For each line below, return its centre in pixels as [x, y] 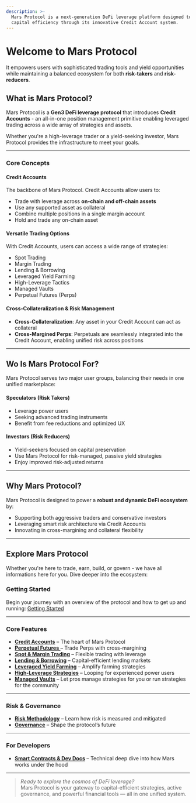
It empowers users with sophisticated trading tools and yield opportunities [95, 67]
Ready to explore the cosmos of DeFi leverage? [77, 781]
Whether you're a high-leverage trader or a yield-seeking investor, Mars [92, 136]
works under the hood [41, 764]
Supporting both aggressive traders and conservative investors [90, 517]
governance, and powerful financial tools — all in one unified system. [103, 794]
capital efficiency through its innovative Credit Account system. [95, 22]
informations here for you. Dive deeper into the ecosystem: [77, 574]
